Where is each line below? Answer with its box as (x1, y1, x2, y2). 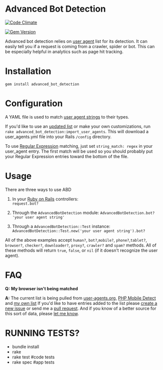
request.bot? (12, 201, 39, 206)
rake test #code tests (12, 354, 55, 360)
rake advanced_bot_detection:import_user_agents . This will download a (5, 128, 149, 134)
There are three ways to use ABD (5, 186, 72, 193)
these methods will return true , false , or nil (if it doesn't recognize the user (5, 247, 158, 253)
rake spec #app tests (12, 359, 55, 365)
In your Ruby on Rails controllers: (12, 196, 79, 202)
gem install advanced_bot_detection (5, 82, 79, 87)
